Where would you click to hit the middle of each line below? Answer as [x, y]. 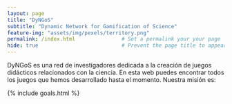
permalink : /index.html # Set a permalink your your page [114, 39]
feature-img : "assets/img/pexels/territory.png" [78, 33]
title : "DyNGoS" [30, 20]
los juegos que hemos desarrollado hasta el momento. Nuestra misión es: [112, 80]
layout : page [26, 13]
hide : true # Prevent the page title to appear [117, 45]
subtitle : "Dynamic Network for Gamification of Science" [92, 26]
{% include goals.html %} [43, 93]
